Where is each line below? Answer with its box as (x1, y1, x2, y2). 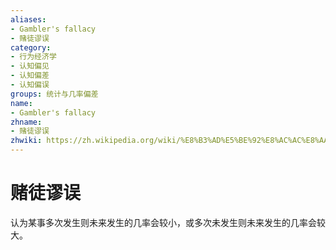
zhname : (10, 117, 43, 127)
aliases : (10, 14, 47, 25)
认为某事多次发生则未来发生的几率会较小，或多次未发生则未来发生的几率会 (10, 216, 317, 228)
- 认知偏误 (10, 80, 50, 90)
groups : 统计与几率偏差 (10, 89, 99, 99)
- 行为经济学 (10, 52, 57, 62)
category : (10, 42, 52, 53)
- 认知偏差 (10, 71, 50, 81)
